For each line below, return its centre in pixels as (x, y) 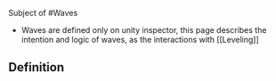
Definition (36, 67)
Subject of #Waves (43, 13)
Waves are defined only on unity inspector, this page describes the (144, 30)
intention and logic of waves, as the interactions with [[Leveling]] (140, 40)
